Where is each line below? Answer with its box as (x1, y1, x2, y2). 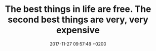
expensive (56, 25, 100, 36)
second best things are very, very (7, 14, 149, 25)
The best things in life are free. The (4, 3, 152, 15)
